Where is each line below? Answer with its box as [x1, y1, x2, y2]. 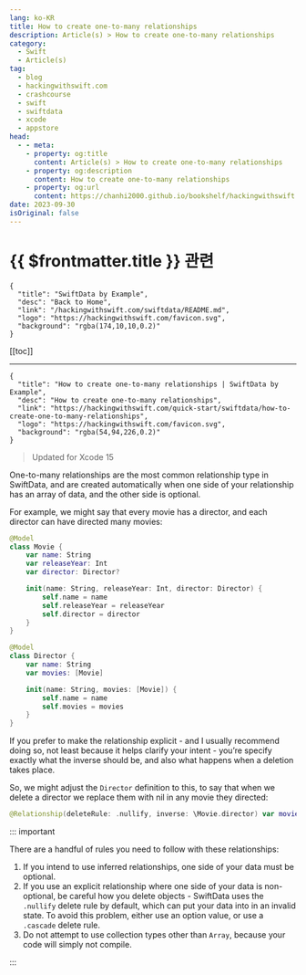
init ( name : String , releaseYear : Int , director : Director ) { [25, 584, 263, 593]
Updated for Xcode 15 [31, 451, 114, 462]
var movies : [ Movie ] [25, 668, 104, 677]
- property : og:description [25, 166, 132, 175]
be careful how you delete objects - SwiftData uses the [57, 891, 264, 902]
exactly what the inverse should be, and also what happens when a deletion [9, 755, 294, 766]
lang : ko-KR [9, 13, 55, 23]
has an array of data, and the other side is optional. [9, 488, 201, 499]
